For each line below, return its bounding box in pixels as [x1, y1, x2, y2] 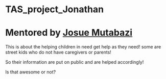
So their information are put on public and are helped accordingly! [5, 59, 144, 65]
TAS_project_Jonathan [5, 4, 104, 15]
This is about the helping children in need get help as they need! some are [5, 44, 161, 50]
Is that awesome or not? [5, 69, 56, 75]
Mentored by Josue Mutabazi [5, 27, 133, 39]
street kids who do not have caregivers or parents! [5, 49, 111, 56]
